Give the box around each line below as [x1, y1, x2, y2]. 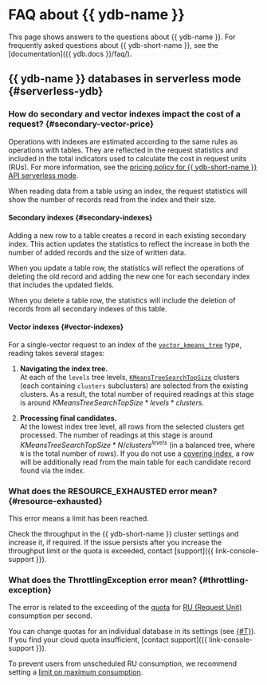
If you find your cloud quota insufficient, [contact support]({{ [8, 635, 208, 644]
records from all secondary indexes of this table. [8, 303, 167, 313]
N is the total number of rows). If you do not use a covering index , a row [19, 449, 254, 458]
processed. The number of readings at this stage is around [19, 430, 214, 440]
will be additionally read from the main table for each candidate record [19, 457, 251, 466]
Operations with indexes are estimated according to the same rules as [8, 137, 238, 146]
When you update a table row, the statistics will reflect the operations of [8, 263, 245, 272]
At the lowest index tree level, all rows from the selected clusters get [19, 422, 245, 432]
